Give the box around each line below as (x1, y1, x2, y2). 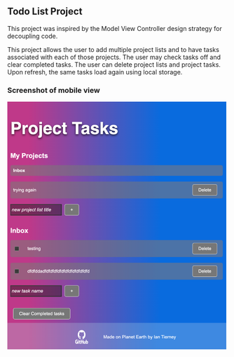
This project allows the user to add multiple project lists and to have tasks (7, 45, 219, 53)
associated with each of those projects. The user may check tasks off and (7, 53, 221, 61)
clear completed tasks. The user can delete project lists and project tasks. (7, 60, 221, 69)
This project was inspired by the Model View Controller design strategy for (7, 24, 222, 32)
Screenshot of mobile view (7, 85, 100, 95)
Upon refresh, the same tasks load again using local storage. (7, 67, 183, 76)
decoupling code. (7, 32, 58, 40)
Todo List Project (7, 6, 83, 18)
